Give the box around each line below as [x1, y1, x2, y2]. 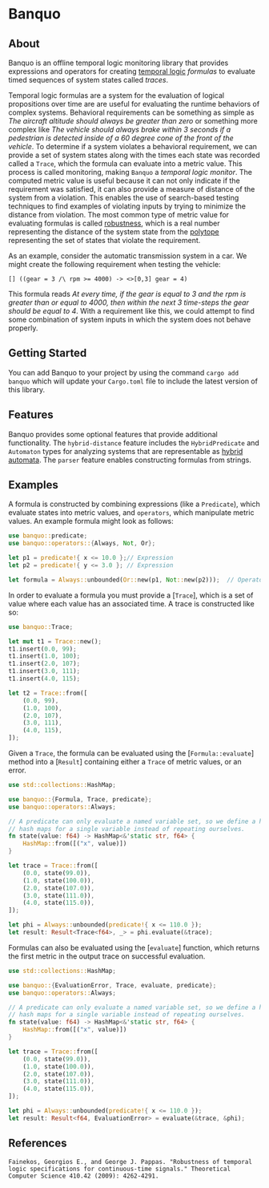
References [8, 1137, 67, 1150]
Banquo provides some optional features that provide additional [8, 429, 218, 439]
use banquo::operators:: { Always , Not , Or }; [8, 539, 156, 548]
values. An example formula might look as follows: [8, 517, 174, 526]
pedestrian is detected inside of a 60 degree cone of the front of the [8, 133, 234, 143]
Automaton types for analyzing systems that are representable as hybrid [8, 446, 243, 456]
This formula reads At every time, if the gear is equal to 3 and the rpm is [8, 290, 247, 298]
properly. [8, 323, 38, 333]
